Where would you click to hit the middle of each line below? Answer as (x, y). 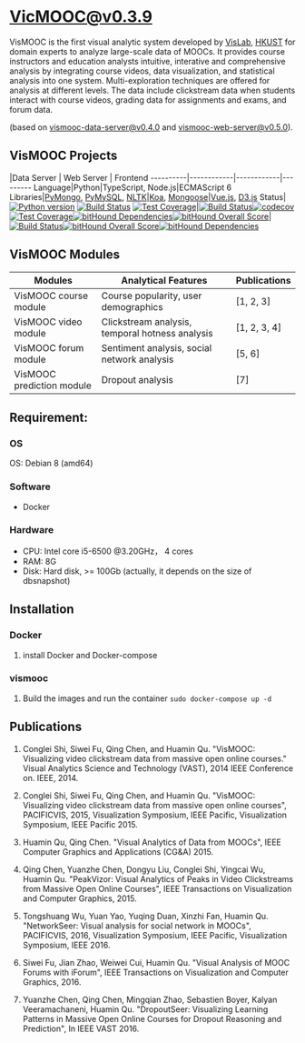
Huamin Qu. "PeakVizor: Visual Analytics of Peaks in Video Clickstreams (157, 878)
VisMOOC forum (49, 347)
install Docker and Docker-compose (90, 655)
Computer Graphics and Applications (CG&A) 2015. (118, 851)
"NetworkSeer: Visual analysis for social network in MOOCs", (137, 926)
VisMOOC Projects (64, 156)
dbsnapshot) (46, 580)
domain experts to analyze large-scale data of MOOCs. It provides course (148, 51)
